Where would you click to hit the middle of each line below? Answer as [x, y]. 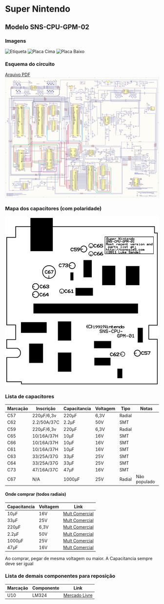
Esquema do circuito [30, 64]
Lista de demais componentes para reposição [60, 576]
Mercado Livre [78, 595]
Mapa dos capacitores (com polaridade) [53, 209]
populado [145, 482]
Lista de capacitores [30, 396]
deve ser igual [19, 564]
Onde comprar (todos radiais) [36, 494]
